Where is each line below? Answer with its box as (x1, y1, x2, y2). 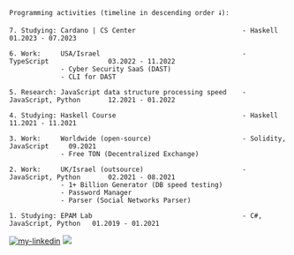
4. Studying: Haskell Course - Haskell (9, 111, 278, 120)
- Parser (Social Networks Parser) (60, 196, 192, 205)
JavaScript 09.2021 (9, 142, 97, 151)
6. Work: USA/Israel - (9, 49, 247, 58)
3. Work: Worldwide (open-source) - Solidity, (9, 134, 287, 143)
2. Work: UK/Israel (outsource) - (9, 165, 247, 174)
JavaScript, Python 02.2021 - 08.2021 (9, 173, 176, 182)
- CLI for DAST (60, 72, 117, 81)
